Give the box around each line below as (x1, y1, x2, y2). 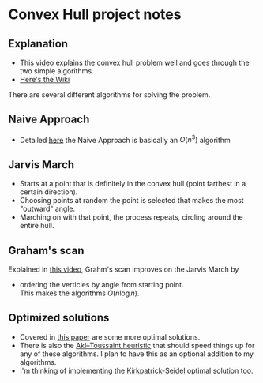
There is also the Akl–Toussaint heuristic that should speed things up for (19, 340, 255, 350)
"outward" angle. (19, 204, 76, 214)
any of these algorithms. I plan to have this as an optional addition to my (19, 349, 254, 359)
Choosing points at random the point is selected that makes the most (19, 196, 244, 205)
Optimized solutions (8, 311, 110, 325)
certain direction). (19, 187, 78, 197)
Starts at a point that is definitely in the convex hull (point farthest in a (19, 179, 246, 189)
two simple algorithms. (19, 66, 94, 76)
